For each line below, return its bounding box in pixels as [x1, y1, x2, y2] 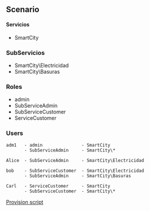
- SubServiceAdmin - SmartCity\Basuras [24, 173, 131, 179]
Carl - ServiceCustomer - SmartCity [6, 184, 110, 189]
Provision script [6, 199, 44, 206]
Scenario [6, 5, 40, 15]
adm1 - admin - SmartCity [6, 143, 110, 148]
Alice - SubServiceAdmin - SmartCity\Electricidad [6, 158, 144, 164]
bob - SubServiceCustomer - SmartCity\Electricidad [6, 168, 144, 174]
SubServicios [6, 49, 45, 57]
